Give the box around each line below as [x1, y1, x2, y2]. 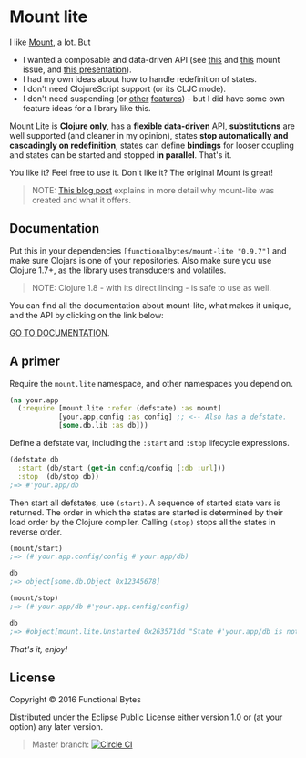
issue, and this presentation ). [22, 64, 132, 75]
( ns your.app [9, 395, 59, 405]
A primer [9, 354, 61, 369]
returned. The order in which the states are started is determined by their [9, 506, 284, 517]
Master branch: [31, 739, 89, 750]
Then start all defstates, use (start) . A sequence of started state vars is [9, 497, 280, 508]
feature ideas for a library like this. [22, 102, 152, 113]
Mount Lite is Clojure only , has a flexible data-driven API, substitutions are [9, 120, 296, 131]
